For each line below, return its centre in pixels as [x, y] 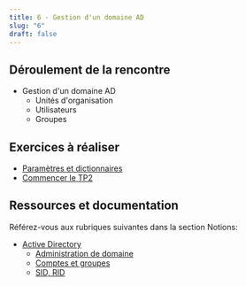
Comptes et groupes [73, 263]
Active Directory [52, 243]
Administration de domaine [85, 253]
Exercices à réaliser [65, 147]
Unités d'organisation [74, 100]
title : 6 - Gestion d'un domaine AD [77, 17]
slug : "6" [27, 26]
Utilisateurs [56, 110]
